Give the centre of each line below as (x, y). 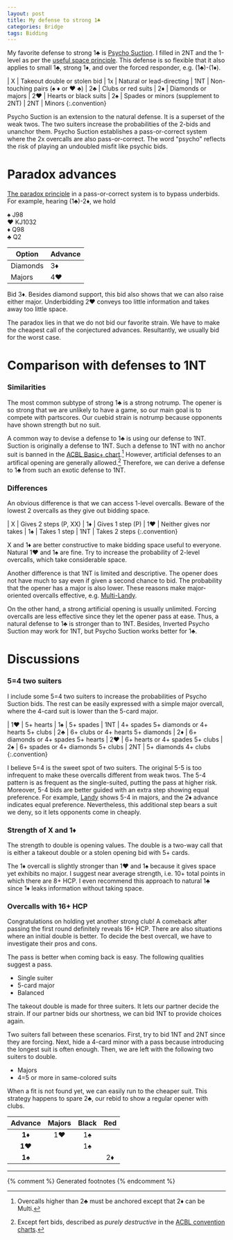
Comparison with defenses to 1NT (107, 366)
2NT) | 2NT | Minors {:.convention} (57, 103)
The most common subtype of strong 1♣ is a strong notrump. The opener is (114, 402)
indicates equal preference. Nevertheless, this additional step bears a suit (112, 804)
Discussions (43, 659)
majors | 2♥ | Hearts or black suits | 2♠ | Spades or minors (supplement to (113, 96)
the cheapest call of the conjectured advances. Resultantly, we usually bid (113, 330)
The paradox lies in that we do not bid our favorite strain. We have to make (114, 323)
